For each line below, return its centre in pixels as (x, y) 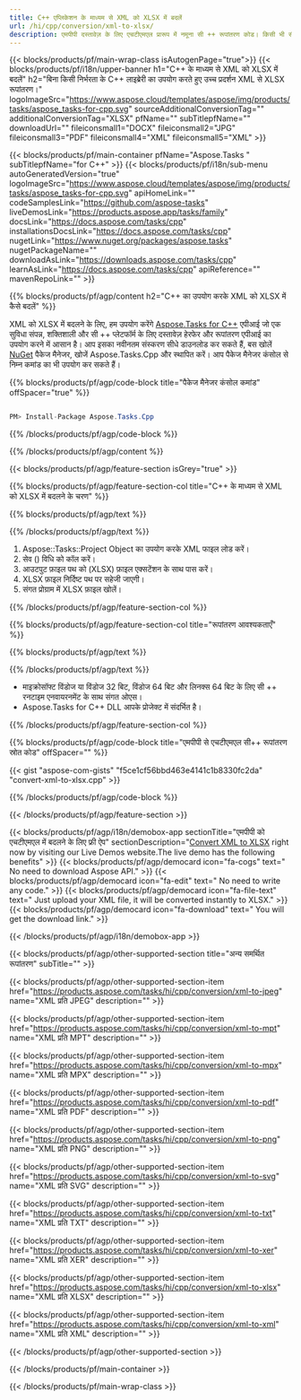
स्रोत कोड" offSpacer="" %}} (59, 752)
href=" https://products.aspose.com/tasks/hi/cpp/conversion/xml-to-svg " (145, 1177)
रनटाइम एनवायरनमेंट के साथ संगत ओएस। (82, 697)
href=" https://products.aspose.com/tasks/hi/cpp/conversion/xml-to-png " (145, 1139)
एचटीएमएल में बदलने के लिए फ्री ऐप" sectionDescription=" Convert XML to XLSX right (149, 842)
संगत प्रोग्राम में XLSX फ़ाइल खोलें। (72, 589)
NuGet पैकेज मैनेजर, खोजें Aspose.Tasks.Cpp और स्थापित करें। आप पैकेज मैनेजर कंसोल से (149, 354)
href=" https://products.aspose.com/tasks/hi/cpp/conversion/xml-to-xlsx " (145, 1287)
